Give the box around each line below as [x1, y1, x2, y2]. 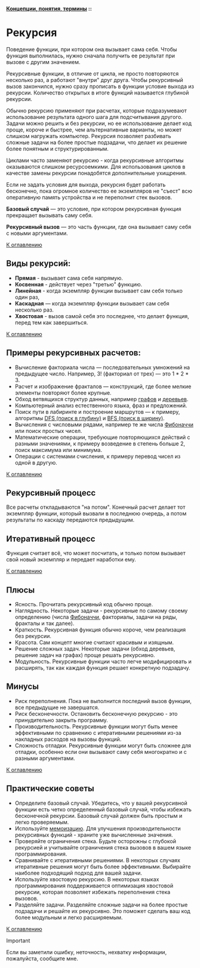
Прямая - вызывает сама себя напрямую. [14, 274, 124, 282]
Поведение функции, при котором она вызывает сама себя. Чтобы [6, 45, 177, 53]
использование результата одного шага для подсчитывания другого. [6, 113, 183, 120]
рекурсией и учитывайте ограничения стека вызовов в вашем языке [14, 844, 192, 851]
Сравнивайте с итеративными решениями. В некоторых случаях [14, 856, 181, 863]
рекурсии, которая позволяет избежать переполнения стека [14, 888, 171, 896]
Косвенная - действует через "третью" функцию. [14, 280, 143, 288]
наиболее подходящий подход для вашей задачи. [14, 869, 142, 877]
